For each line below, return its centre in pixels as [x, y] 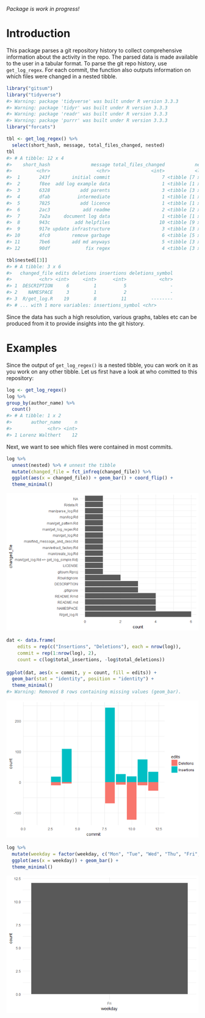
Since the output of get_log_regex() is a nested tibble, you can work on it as [102, 365]
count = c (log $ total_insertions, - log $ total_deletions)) [91, 659]
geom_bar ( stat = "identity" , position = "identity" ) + [83, 679]
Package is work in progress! [43, 9]
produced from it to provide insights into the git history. [76, 323]
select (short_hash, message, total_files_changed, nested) [88, 145]
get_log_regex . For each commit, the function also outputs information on [99, 70]
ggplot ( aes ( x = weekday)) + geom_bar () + [65, 860]
